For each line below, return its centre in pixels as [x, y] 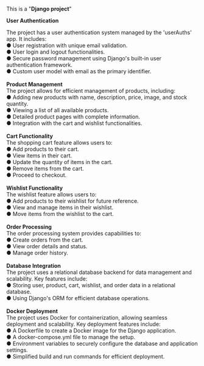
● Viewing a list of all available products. [58, 110]
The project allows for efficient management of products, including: [91, 91]
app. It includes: [26, 39]
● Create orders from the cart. [45, 240]
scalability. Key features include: [47, 279]
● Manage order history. [37, 253]
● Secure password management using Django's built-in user [84, 58]
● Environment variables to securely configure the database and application [102, 343]
